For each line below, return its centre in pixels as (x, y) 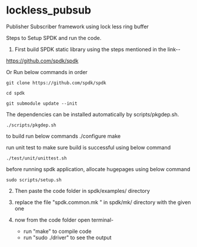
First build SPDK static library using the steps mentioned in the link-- (97, 49)
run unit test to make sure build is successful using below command (89, 147)
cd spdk (16, 93)
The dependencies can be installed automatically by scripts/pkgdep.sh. (93, 114)
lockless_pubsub (49, 10)
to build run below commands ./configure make (64, 136)
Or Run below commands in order (47, 72)
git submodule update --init (42, 104)
